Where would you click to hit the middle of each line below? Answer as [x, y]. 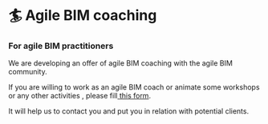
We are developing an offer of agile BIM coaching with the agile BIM [120, 63]
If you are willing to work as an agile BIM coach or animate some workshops [134, 87]
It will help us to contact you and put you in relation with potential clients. [129, 111]
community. [28, 72]
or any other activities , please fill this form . [79, 96]
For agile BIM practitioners [61, 46]
